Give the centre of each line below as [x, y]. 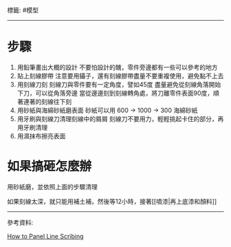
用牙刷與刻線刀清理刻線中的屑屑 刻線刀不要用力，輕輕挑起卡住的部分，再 [120, 118]
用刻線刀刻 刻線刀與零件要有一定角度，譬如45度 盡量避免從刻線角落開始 [119, 84]
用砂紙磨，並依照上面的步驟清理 [52, 186]
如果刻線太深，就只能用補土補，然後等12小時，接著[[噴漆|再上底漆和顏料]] [112, 201]
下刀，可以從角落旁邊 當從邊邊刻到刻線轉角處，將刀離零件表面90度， [115, 93]
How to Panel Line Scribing [45, 236]
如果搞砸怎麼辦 [49, 167]
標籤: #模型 [23, 10]
